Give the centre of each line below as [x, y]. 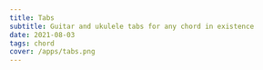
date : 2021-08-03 [42, 35]
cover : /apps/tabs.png [52, 52]
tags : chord [32, 43]
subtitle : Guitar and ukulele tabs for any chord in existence [132, 26]
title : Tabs [32, 18]
